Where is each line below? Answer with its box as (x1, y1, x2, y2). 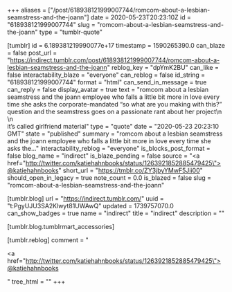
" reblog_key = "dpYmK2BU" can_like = (107, 64, 220, 71)
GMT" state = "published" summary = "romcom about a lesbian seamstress (7, 129, 223, 138)
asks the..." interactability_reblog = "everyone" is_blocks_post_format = (7, 145, 211, 152)
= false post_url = (7, 48, 57, 57)
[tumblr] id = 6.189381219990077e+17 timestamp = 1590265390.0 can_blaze (7, 42, 225, 49)
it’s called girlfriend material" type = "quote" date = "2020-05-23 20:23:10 (7, 122, 220, 130)
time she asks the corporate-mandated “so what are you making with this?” (7, 100, 222, 108)
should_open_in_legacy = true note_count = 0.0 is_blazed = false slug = (7, 174, 212, 182)
